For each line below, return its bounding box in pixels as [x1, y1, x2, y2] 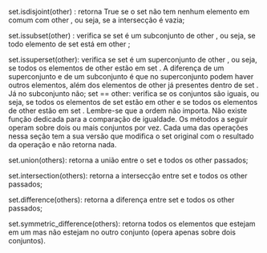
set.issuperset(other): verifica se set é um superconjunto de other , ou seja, [8, 55, 258, 64]
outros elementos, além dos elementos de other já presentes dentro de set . [8, 80, 259, 90]
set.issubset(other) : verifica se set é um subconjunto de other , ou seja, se [8, 31, 256, 40]
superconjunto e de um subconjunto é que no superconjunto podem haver [8, 72, 254, 81]
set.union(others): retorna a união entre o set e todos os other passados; [8, 155, 249, 165]
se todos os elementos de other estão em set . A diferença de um [8, 63, 225, 73]
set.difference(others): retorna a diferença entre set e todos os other [8, 195, 235, 204]
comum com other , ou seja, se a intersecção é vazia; [8, 15, 185, 25]
